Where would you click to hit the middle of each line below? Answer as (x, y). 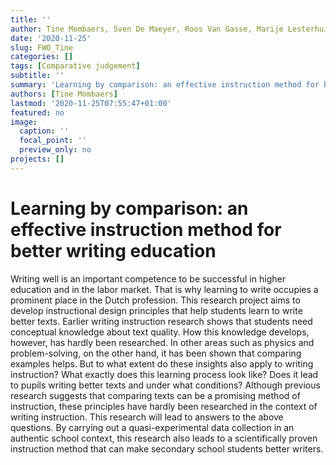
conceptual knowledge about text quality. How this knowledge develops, (160, 332)
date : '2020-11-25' (51, 38)
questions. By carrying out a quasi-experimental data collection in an (152, 427)
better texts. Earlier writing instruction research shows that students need (161, 321)
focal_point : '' (53, 141)
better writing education (113, 250)
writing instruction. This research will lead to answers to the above (147, 417)
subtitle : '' (37, 76)
